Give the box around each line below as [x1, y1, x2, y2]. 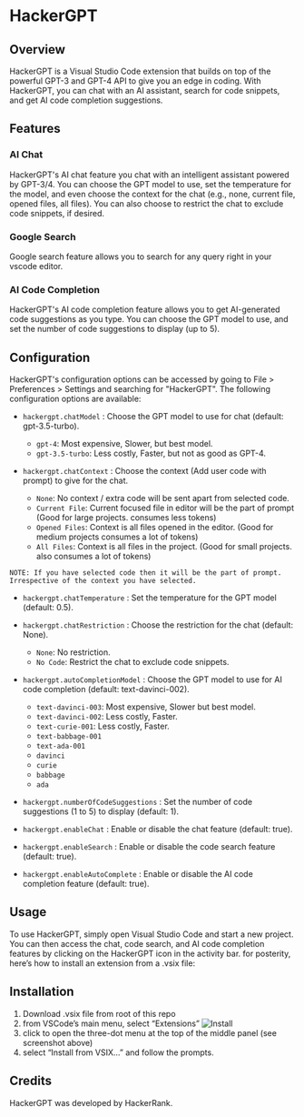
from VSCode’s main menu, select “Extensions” [22, 1018, 200, 1029]
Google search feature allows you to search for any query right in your [9, 251, 272, 262]
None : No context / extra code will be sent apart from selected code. [35, 493, 290, 504]
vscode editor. [9, 260, 64, 271]
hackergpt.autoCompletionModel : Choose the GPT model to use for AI [22, 674, 283, 685]
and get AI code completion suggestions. [9, 95, 163, 106]
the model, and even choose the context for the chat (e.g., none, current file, [9, 188, 296, 199]
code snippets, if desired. [9, 207, 105, 218]
